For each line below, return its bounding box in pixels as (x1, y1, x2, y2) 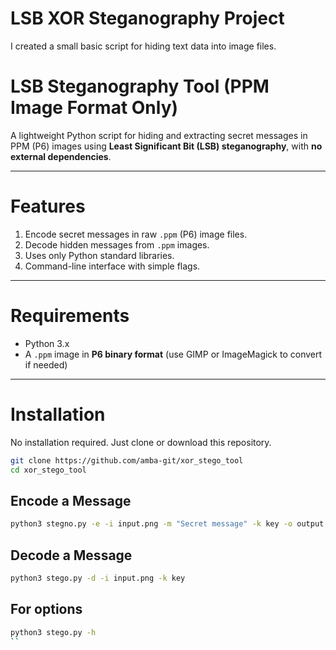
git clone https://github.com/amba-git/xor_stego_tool (10, 455, 244, 466)
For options (10, 601, 83, 618)
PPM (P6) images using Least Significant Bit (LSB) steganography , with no (10, 140, 323, 152)
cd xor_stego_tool (10, 465, 87, 475)
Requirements (10, 305, 130, 327)
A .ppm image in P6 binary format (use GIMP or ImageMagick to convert (24, 348, 323, 360)
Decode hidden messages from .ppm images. (24, 238, 210, 251)
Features (10, 195, 86, 218)
